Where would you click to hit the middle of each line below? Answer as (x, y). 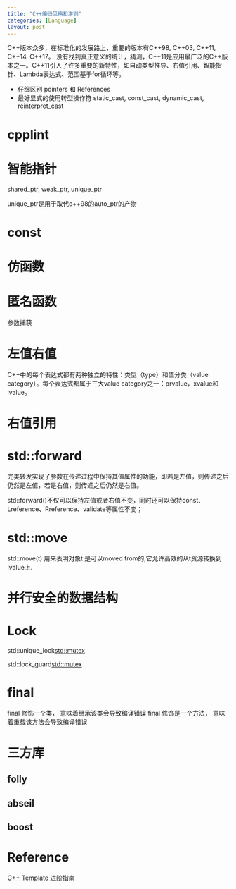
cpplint (28, 134)
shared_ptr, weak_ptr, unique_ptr (55, 189)
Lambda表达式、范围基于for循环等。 (72, 74)
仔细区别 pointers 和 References (64, 90)
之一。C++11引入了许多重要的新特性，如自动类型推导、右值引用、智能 (114, 66)
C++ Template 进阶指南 (41, 878)
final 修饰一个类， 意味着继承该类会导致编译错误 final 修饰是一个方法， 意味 (116, 713)
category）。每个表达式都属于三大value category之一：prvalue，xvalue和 (113, 383)
